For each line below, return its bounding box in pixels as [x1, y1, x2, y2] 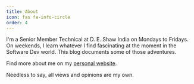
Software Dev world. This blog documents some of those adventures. [6, 49, 177, 56]
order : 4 [6, 20, 28, 25]
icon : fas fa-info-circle [6, 14, 70, 20]
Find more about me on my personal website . [6, 60, 117, 67]
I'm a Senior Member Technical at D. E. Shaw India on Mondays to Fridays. [6, 36, 189, 43]
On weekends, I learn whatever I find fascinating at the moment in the [6, 42, 177, 49]
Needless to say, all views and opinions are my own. [6, 72, 134, 79]
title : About [6, 8, 39, 15]
